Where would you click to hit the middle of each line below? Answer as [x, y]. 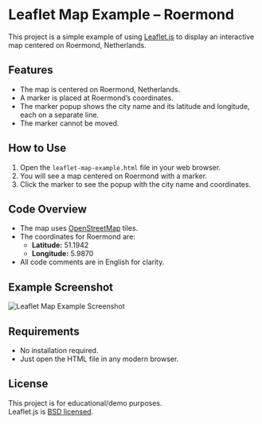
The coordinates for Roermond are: [77, 237]
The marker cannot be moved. [69, 123]
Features [31, 70]
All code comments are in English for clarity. [92, 262]
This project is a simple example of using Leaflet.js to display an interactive [131, 37]
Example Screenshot [61, 287]
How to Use [37, 148]
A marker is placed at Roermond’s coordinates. [96, 98]
